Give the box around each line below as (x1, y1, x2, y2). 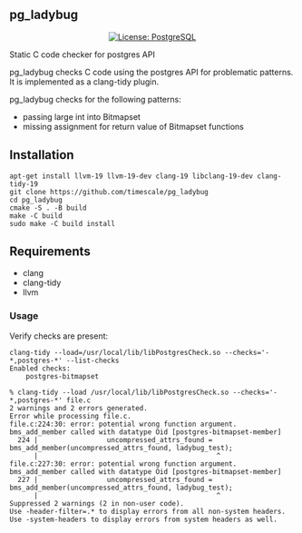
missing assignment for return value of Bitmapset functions (22, 121, 245, 132)
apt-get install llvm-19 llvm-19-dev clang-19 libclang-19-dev (9, 172, 254, 181)
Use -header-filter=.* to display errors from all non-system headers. (9, 507, 286, 516)
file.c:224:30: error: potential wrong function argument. (9, 419, 238, 429)
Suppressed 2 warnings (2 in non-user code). (9, 498, 184, 508)
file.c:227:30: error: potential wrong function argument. (9, 459, 238, 469)
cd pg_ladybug (9, 195, 63, 204)
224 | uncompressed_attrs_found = (17, 435, 213, 444)
